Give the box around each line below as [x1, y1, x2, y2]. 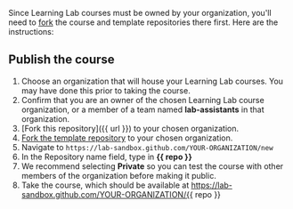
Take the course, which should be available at [20, 180, 190, 190]
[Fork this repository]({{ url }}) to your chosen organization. [20, 123, 240, 133]
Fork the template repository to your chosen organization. [20, 133, 233, 143]
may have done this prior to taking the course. [20, 84, 191, 96]
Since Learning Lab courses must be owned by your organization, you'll [8, 8, 273, 18]
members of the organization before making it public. [20, 170, 217, 181]
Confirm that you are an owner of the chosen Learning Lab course [20, 94, 265, 105]
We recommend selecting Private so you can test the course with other [20, 160, 284, 172]
